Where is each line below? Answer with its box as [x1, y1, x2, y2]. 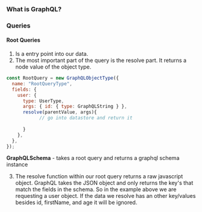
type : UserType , [22, 97, 64, 104]
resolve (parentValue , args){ [22, 109, 97, 115]
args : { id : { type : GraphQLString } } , [22, 104, 127, 110]
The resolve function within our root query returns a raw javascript [15, 173, 184, 180]
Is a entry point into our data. [15, 50, 89, 58]
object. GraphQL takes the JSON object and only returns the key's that [15, 180, 194, 187]
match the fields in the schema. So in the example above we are [15, 186, 177, 193]
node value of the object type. [15, 63, 92, 70]
